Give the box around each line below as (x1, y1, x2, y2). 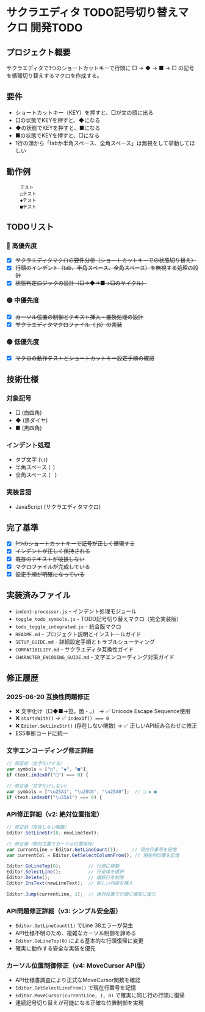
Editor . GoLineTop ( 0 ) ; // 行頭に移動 (6, 863, 120, 869)
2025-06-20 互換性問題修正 (6, 692, 90, 701)
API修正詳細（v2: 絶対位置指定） (6, 809, 104, 818)
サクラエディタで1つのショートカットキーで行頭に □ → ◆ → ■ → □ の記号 (6, 65, 195, 71)
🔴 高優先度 (6, 242, 38, 250)
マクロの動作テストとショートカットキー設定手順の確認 (15, 354, 154, 362)
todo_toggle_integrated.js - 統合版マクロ (15, 623, 122, 630)
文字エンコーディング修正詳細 (6, 747, 93, 755)
